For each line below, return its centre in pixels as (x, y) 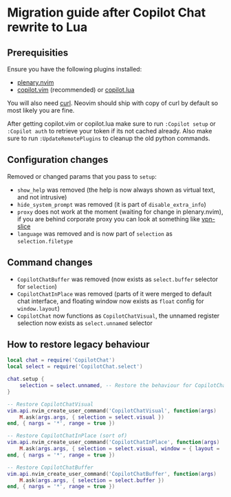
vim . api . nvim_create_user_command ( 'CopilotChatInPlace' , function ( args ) (113, 442)
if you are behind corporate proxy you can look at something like (109, 219)
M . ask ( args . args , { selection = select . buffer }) (92, 480)
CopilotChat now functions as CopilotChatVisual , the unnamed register (118, 316)
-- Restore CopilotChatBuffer (51, 467)
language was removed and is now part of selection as (95, 233)
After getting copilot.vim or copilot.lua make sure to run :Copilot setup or (112, 124)
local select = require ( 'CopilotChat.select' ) (75, 367)
